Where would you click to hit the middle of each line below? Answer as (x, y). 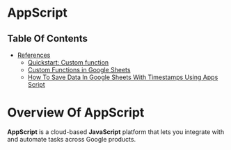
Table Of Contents (48, 39)
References (34, 55)
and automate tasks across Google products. (72, 139)
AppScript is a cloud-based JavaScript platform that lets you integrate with (116, 132)
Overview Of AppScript (76, 113)
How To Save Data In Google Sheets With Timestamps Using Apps (123, 77)
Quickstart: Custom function (68, 62)
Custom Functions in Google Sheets (79, 70)
